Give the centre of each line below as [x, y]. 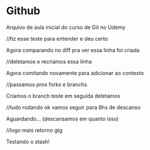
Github [23, 11]
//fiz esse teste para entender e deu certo [57, 38]
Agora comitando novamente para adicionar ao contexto [75, 73]
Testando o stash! [28, 141]
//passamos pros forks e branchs [47, 84]
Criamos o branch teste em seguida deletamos [63, 96]
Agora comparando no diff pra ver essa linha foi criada [73, 50]
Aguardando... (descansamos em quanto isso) [63, 119]
